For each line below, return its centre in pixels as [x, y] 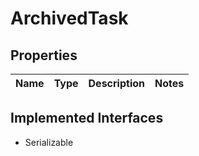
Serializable [49, 142]
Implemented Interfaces [87, 118]
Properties [44, 55]
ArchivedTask [69, 18]
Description [116, 83]
